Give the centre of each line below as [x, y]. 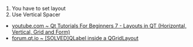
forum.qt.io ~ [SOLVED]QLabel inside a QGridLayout [75, 38]
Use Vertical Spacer [36, 15]
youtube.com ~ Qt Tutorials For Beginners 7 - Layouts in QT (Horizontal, [99, 26]
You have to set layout [39, 8]
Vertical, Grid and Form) [41, 32]
